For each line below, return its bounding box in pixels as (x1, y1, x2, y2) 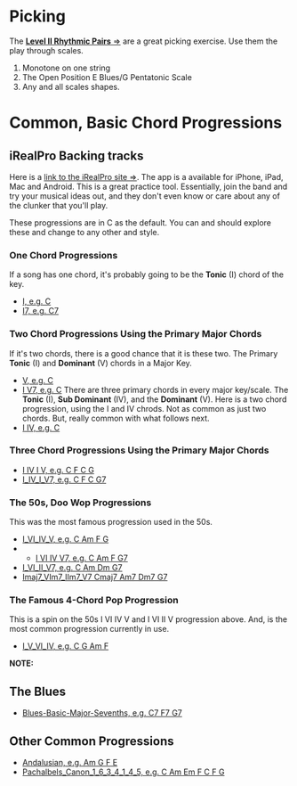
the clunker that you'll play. (9, 200, 108, 210)
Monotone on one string (21, 62, 111, 73)
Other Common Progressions (9, 733, 174, 749)
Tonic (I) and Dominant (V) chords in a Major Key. (9, 357, 193, 368)
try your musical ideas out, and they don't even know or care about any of (9, 190, 280, 201)
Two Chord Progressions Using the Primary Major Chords (9, 328, 262, 340)
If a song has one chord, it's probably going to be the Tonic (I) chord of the (9, 269, 285, 280)
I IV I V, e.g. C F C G (21, 464, 95, 475)
